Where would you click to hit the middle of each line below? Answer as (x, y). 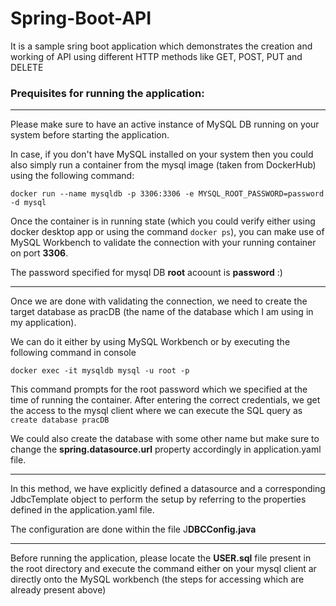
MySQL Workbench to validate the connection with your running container (163, 243)
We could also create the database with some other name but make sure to (165, 439)
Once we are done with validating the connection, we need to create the (159, 301)
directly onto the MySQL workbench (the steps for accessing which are (157, 579)
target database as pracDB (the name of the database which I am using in (162, 312)
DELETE (27, 67)
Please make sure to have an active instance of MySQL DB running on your (165, 124)
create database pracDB (60, 420)
